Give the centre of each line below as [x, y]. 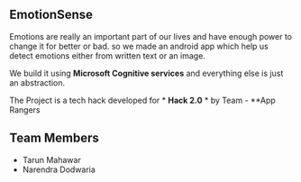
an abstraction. [37, 82]
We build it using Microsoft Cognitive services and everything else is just [146, 73]
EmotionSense [51, 15]
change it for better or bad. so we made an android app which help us [139, 46]
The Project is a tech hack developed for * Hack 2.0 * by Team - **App [143, 100]
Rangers [25, 109]
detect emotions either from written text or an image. [107, 55]
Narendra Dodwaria [59, 169]
